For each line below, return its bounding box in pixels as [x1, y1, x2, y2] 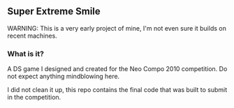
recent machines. [7, 31, 57, 40]
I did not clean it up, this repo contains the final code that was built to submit [7, 86, 228, 94]
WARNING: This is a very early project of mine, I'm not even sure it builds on [7, 24, 227, 32]
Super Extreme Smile [7, 6, 101, 17]
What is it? [7, 49, 44, 59]
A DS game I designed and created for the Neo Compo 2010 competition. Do [7, 65, 228, 73]
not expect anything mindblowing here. [7, 72, 120, 81]
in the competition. [7, 93, 61, 102]
